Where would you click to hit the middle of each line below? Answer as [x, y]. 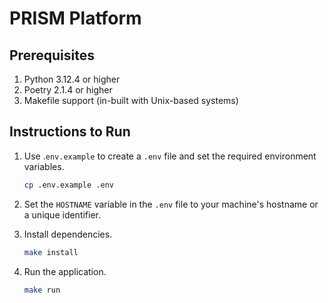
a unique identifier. [62, 214]
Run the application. [65, 271]
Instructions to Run [70, 132]
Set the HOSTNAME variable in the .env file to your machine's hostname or [171, 204]
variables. [44, 166]
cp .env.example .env [68, 185]
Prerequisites [52, 55]
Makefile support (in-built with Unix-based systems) [131, 100]
